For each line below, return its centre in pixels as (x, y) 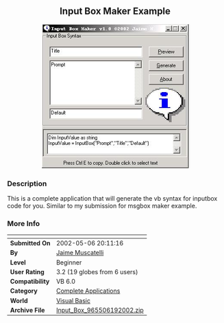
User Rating (27, 271)
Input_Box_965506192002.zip (100, 310)
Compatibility (30, 282)
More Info (24, 224)
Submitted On (30, 243)
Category (24, 291)
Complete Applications (88, 291)
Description (27, 183)
